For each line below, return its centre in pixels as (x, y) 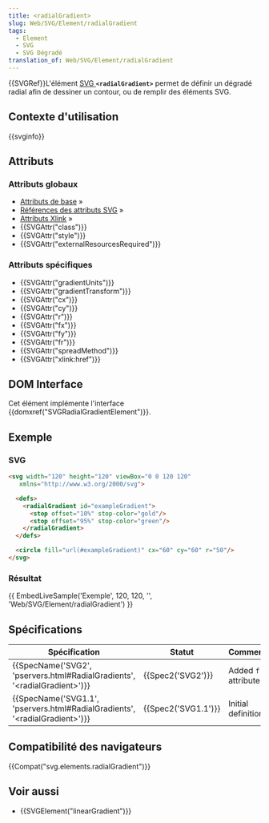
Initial (238, 704)
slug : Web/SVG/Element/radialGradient (73, 23)
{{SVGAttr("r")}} (46, 317)
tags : (17, 30)
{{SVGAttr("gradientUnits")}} (67, 282)
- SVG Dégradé (39, 53)
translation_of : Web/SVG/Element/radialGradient (91, 61)
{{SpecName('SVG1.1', (56, 699)
